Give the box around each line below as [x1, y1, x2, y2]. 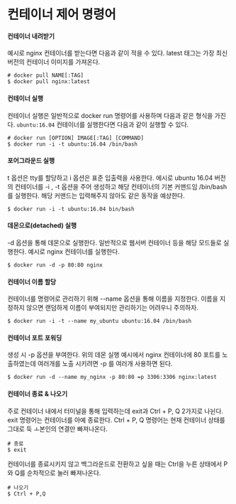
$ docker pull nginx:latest [7, 78, 91, 85]
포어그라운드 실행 [7, 156, 55, 165]
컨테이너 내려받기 [7, 31, 55, 40]
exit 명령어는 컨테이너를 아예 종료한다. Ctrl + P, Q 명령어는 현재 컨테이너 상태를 [7, 415, 225, 424]
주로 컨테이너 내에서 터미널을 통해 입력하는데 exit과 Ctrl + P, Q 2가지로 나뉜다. [7, 407, 224, 415]
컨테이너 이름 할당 [7, 277, 57, 286]
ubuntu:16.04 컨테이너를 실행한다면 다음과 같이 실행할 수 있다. [16, 120, 189, 129]
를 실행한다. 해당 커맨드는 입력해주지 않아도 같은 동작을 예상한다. [7, 191, 186, 200]
